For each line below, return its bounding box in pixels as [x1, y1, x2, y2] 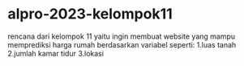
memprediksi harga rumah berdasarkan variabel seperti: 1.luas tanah [7, 39, 237, 49]
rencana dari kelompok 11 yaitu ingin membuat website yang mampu [7, 31, 236, 41]
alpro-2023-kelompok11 [7, 5, 173, 23]
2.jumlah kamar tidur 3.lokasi [7, 48, 105, 58]
